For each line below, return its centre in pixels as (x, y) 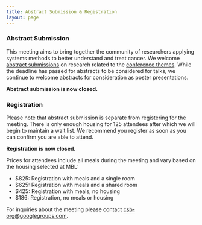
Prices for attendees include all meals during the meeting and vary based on (101, 160)
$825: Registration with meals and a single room (75, 179)
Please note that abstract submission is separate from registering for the (96, 118)
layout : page (23, 17)
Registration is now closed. (41, 149)
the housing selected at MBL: (43, 167)
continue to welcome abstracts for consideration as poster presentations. (97, 77)
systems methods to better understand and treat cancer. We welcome (93, 58)
